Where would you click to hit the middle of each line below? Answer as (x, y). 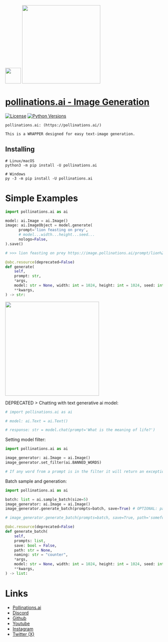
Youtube (21, 623)
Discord (20, 613)
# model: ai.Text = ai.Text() (37, 421)
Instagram (23, 628)
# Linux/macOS (20, 161)
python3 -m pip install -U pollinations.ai (51, 165)
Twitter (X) (23, 634)
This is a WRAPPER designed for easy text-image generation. (70, 134)
